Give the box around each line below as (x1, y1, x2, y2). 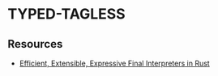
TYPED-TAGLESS (7, 5, 126, 23)
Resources (7, 37, 63, 51)
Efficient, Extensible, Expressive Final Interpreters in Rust (19, 58, 210, 68)
